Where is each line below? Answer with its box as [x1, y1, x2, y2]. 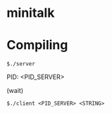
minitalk [6, 5, 55, 21]
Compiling [6, 37, 68, 53]
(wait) [6, 87, 24, 95]
